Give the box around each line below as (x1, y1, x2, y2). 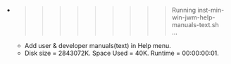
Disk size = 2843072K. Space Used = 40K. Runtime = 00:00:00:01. (24, 49, 220, 57)
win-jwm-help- (171, 13, 216, 22)
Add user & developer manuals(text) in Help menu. (24, 42, 171, 49)
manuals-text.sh (171, 21, 220, 29)
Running (171, 6, 196, 14)
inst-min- (196, 6, 225, 14)
